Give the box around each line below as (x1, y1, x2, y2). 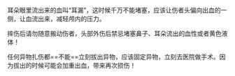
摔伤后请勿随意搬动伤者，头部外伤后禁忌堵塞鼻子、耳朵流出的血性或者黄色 (7, 30, 222, 37)
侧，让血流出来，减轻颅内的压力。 (7, 15, 106, 23)
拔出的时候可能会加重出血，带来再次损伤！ (13, 61, 136, 69)
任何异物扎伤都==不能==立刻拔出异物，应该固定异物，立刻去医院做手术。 (7, 53, 220, 61)
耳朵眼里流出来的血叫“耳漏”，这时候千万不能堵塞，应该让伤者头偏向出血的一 (7, 6, 227, 14)
